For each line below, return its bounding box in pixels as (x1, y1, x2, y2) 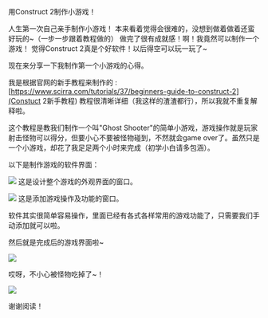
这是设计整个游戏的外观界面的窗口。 (18, 177, 137, 186)
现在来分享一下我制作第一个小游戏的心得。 (8, 61, 148, 70)
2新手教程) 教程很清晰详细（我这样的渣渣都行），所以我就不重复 (42, 96, 251, 105)
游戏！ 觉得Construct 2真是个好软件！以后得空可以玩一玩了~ (8, 44, 207, 53)
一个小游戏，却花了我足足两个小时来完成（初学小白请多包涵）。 (8, 143, 215, 152)
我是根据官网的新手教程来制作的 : (8, 78, 117, 87)
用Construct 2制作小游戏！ (8, 7, 97, 16)
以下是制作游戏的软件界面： (8, 160, 100, 169)
